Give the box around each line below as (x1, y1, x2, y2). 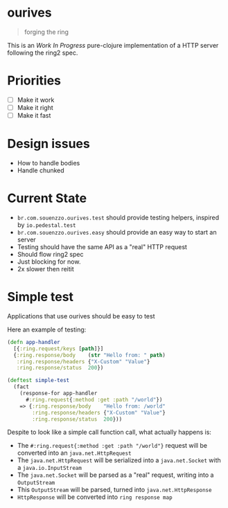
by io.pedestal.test (17, 220, 76, 229)
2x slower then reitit (17, 264, 74, 273)
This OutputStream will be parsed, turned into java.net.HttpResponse (17, 486, 212, 494)
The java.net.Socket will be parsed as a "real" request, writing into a (17, 471, 214, 479)
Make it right (17, 103, 53, 111)
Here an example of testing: (7, 325, 87, 334)
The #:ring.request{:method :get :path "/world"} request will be (17, 442, 208, 450)
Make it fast (17, 111, 51, 119)
